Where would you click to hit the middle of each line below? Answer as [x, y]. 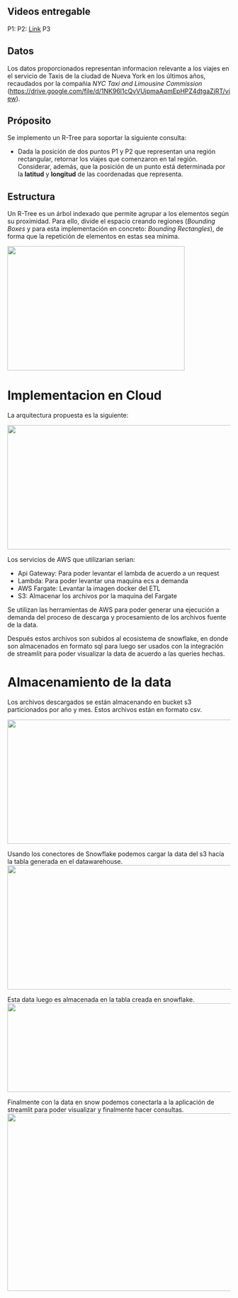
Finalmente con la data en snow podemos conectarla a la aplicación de [111, 1102]
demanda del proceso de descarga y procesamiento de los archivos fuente [117, 617]
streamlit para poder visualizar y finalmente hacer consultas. [96, 1110]
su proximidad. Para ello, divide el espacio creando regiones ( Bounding [112, 221]
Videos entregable [49, 12]
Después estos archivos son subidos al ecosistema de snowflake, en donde [118, 639]
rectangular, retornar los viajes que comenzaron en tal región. [108, 159]
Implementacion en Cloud [85, 395]
